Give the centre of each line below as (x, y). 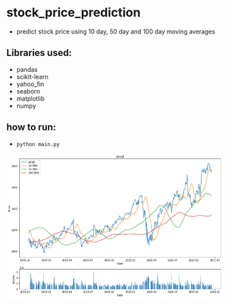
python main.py (38, 144)
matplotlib (30, 98)
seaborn (28, 91)
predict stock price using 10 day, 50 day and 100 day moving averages (116, 31)
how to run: (31, 127)
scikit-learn (32, 77)
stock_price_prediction (74, 13)
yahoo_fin (30, 84)
